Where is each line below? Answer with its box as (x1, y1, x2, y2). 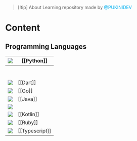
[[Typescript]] (18, 127, 52, 134)
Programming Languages (5, 42, 87, 51)
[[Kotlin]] (18, 111, 39, 118)
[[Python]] (22, 57, 48, 64)
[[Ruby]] (18, 119, 38, 126)
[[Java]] (18, 96, 37, 102)
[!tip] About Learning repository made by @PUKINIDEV (17, 5, 132, 10)
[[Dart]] (18, 79, 36, 86)
